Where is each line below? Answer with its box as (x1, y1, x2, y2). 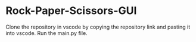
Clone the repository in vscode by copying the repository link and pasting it (5, 23, 191, 30)
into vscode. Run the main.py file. (5, 29, 88, 36)
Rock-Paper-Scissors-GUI (5, 4, 137, 17)
